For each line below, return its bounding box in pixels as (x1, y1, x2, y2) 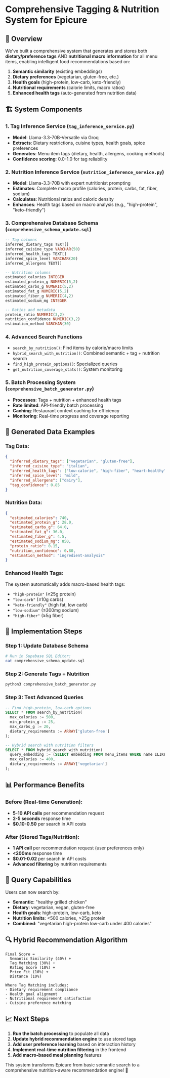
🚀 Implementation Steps (5, 627, 82, 636)
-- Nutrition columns (5, 270, 51, 275)
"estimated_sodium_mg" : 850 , (10, 539, 71, 544)
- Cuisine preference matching (5, 1000, 71, 1005)
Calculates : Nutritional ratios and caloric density (12, 196, 114, 202)
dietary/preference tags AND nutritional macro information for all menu (5, 53, 158, 59)
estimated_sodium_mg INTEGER (5, 298, 67, 303)
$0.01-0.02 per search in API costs (12, 855, 87, 861)
